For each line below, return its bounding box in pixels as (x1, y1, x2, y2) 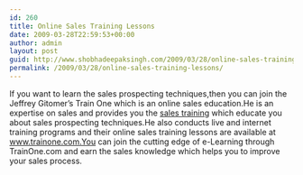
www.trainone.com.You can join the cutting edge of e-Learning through (9, 136, 275, 147)
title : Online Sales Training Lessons (9, 22, 155, 31)
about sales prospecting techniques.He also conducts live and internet (9, 116, 272, 127)
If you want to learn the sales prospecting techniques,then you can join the (9, 87, 288, 99)
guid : (9, 55, 30, 64)
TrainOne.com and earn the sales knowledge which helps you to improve (9, 145, 280, 156)
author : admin (9, 38, 63, 48)
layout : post (9, 47, 59, 56)
